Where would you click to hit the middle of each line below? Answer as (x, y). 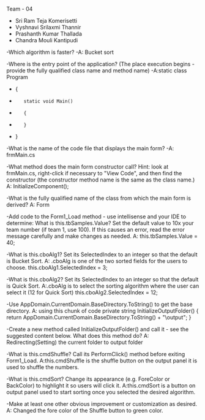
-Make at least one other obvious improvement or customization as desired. (102, 404)
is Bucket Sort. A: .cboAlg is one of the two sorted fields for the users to (97, 261)
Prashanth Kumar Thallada (49, 34)
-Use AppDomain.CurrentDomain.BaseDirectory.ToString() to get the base (99, 304)
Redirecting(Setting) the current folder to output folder (75, 342)
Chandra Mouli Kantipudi (47, 40)
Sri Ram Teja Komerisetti (46, 21)
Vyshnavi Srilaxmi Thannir (48, 27)
